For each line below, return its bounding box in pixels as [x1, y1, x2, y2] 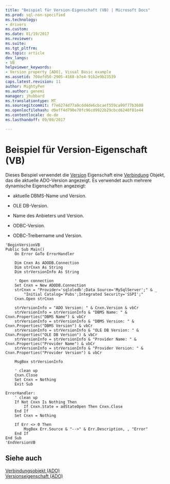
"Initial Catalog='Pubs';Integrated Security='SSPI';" [24, 292, 144, 297]
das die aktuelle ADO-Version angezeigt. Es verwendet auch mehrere [5, 177, 152, 183]
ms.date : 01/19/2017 [5, 31, 50, 36]
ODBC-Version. [12, 222, 45, 228]
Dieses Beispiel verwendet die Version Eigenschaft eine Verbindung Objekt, [5, 171, 165, 178]
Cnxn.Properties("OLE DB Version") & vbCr [5, 332, 98, 337]
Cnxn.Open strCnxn [14, 296, 54, 301]
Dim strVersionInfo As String [14, 269, 80, 275]
